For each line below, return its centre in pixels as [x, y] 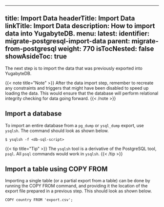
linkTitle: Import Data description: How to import [80, 26]
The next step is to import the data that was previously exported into [74, 68]
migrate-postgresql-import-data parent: [68, 41]
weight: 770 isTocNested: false [106, 49]
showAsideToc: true [36, 56]
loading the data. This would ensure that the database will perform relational [82, 93]
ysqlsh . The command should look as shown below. [57, 131]
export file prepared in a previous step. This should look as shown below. [79, 191]
